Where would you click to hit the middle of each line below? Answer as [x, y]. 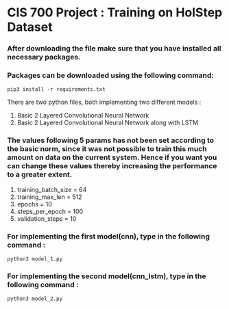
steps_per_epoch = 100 [50, 211]
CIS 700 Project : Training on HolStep [115, 13]
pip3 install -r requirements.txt [57, 90]
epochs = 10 [35, 204]
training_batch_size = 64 [52, 189]
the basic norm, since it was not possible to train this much [107, 149]
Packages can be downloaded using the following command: [111, 75]
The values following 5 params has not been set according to [111, 140]
